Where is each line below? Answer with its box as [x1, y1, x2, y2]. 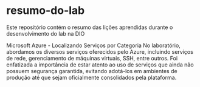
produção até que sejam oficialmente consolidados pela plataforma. [6, 74, 177, 81]
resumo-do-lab [6, 4, 85, 18]
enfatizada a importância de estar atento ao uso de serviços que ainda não [6, 61, 194, 68]
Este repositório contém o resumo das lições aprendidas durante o [6, 24, 173, 31]
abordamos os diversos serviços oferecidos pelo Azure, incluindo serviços [6, 48, 193, 55]
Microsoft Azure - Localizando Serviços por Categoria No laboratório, [6, 42, 181, 49]
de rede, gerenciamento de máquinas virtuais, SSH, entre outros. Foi [6, 54, 178, 62]
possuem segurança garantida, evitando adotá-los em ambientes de [6, 67, 178, 74]
